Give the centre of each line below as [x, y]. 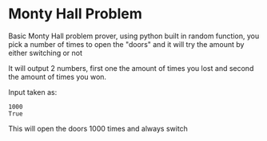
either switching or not [45, 53]
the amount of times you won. [57, 76]
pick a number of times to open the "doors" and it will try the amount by [126, 44]
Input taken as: [33, 92]
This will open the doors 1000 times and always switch [98, 128]
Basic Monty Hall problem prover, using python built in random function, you [134, 36]
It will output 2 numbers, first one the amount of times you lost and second [131, 68]
